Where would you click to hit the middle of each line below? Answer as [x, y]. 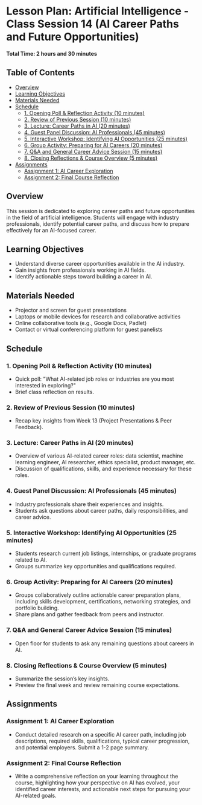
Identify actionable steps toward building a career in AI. [84, 277]
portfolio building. [37, 608]
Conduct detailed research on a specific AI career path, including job [100, 734]
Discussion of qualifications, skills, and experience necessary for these [103, 469]
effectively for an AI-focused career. [51, 230]
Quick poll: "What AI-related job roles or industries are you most [94, 379]
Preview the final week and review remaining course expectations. [97, 685]
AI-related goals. [36, 795]
